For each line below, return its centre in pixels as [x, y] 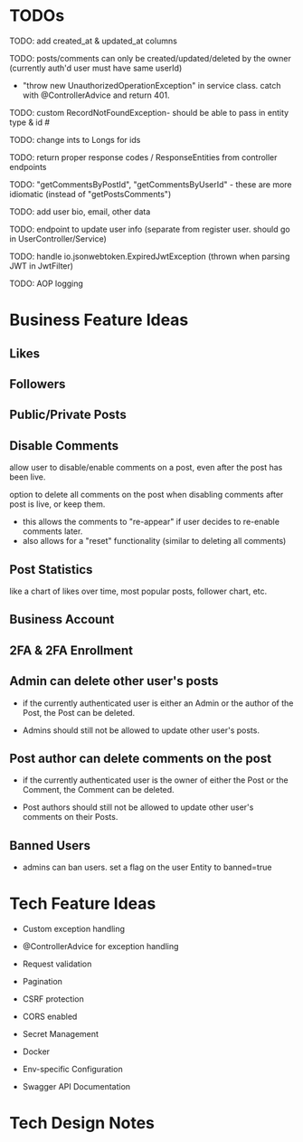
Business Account [62, 619]
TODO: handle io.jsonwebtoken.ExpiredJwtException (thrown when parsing [150, 256]
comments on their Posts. [70, 817]
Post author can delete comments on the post [141, 758]
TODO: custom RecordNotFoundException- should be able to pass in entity [149, 112]
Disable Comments [64, 446]
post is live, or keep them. [57, 504]
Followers [38, 384]
